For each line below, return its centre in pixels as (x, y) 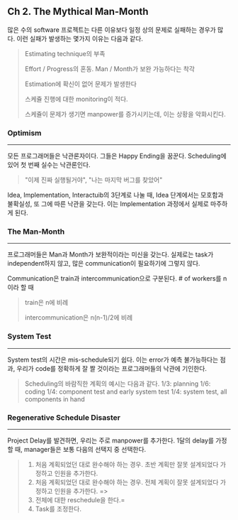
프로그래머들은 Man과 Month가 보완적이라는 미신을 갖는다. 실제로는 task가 (110, 254)
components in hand (55, 399)
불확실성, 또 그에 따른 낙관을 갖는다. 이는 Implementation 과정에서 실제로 (108, 204)
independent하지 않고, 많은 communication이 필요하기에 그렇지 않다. (104, 264)
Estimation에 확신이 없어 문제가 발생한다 (80, 84)
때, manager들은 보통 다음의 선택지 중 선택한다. (80, 449)
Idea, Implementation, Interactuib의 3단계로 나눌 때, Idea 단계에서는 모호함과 (115, 195)
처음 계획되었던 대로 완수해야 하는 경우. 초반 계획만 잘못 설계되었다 (127, 464)
